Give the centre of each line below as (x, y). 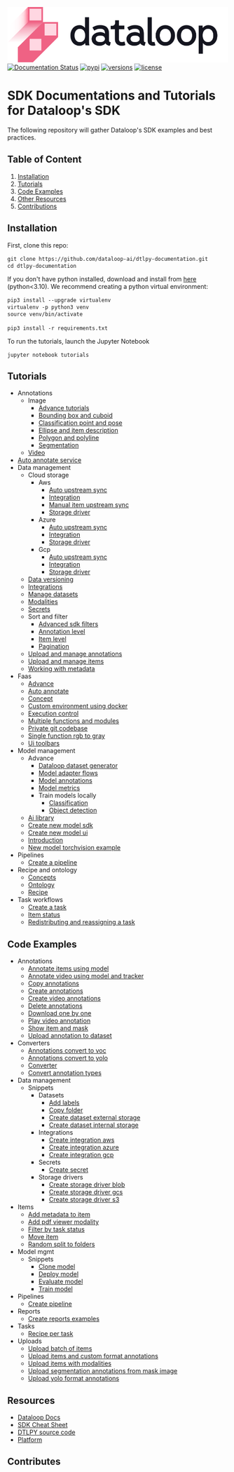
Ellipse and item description (78, 431)
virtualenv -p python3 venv (48, 307)
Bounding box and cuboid (76, 416)
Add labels (64, 1103)
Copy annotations (53, 984)
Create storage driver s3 (84, 1200)
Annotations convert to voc (67, 1051)
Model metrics (59, 788)
